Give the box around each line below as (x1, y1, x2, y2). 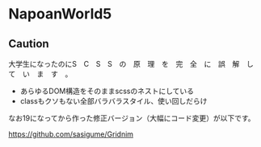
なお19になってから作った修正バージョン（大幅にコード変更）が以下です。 (8, 113, 255, 123)
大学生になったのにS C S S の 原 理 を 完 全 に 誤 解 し (8, 59, 255, 68)
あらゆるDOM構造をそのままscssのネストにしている (19, 86, 194, 96)
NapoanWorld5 (8, 5, 112, 23)
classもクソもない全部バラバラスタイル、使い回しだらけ (19, 96, 208, 105)
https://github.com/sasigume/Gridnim (8, 129, 134, 139)
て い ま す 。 (8, 69, 73, 79)
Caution (8, 37, 50, 51)
